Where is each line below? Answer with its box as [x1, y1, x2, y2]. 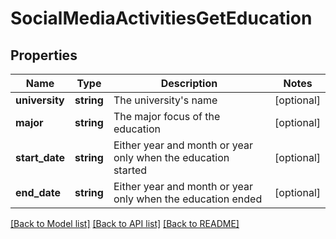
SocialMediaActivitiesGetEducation [10, 7, 313, 30]
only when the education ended [113, 192, 263, 206]
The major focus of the [113, 110, 221, 123]
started [113, 163, 148, 177]
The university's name [113, 93, 218, 107]
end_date [15, 186, 62, 199]
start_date [15, 151, 66, 164]
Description [160, 77, 218, 90]
